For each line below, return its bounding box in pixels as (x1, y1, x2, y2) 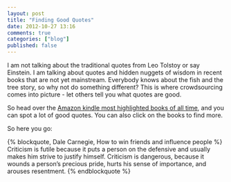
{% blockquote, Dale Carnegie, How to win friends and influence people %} (7, 138, 223, 145)
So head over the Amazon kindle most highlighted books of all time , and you (7, 104, 225, 112)
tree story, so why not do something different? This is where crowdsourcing (7, 83, 223, 91)
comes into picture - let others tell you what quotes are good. (7, 90, 182, 99)
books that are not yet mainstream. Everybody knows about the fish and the (7, 76, 223, 83)
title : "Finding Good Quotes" (7, 17, 95, 23)
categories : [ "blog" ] (7, 36, 70, 43)
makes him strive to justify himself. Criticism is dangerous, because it (7, 152, 205, 161)
